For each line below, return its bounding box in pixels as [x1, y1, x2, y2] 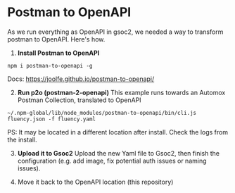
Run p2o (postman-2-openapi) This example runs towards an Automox [17, 88, 226, 96]
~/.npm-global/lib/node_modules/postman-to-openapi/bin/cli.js [7, 109, 197, 116]
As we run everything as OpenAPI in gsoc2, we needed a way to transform [7, 27, 224, 36]
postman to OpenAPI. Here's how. [7, 35, 106, 43]
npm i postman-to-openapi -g [7, 62, 93, 69]
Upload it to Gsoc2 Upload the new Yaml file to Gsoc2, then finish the [17, 149, 220, 157]
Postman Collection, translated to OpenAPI [17, 96, 142, 104]
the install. [7, 135, 37, 144]
